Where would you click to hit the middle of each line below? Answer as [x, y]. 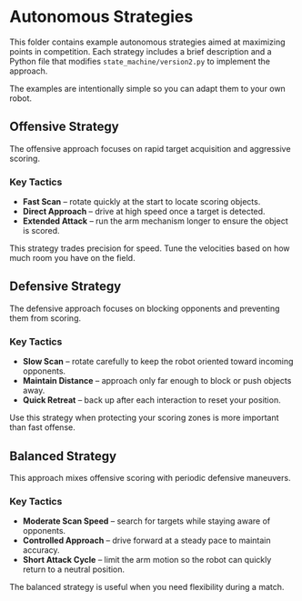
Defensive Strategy [65, 287]
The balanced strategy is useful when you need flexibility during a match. [147, 587]
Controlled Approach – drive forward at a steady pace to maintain [146, 541]
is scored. [41, 231]
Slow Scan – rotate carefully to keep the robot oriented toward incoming [158, 362]
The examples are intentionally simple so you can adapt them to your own [148, 88]
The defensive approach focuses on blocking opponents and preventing [145, 308]
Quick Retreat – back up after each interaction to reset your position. [151, 400]
